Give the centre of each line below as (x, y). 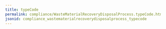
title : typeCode (22, 10)
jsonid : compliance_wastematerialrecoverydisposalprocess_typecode (76, 19)
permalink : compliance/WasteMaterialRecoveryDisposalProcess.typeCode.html (85, 14)
